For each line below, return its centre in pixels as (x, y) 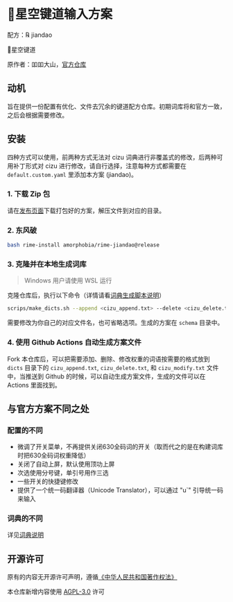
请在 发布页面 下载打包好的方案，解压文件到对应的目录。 (86, 210)
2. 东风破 (22, 230)
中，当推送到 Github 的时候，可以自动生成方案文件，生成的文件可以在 (106, 376)
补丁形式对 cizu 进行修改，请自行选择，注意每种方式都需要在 (100, 166)
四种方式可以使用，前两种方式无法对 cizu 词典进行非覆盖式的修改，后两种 (112, 157)
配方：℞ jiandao (30, 35)
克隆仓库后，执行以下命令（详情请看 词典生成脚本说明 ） (86, 295)
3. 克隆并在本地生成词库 (47, 264)
